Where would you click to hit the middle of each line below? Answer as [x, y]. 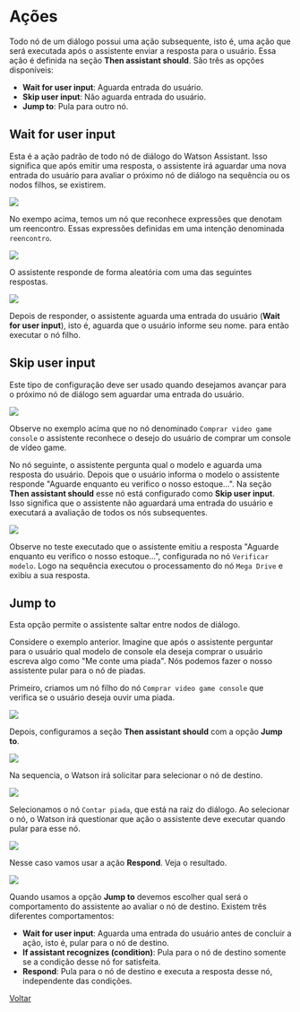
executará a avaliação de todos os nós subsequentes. [108, 512]
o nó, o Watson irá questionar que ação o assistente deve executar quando [148, 819]
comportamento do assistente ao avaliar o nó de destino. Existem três [138, 906]
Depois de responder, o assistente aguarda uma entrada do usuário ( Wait [145, 316]
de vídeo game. [38, 447]
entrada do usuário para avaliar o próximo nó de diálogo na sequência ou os [150, 175]
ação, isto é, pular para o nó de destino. [96, 943]
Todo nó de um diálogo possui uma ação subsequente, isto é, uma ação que [150, 41]
